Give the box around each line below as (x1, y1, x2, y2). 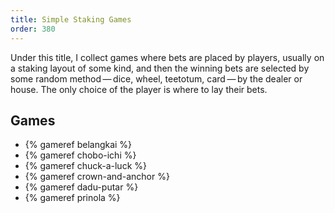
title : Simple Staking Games (10, 14, 132, 25)
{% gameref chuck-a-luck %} (24, 160, 147, 172)
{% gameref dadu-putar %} (24, 181, 139, 193)
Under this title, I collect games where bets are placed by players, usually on (10, 51, 325, 63)
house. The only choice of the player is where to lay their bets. (10, 83, 268, 95)
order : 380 (10, 24, 56, 34)
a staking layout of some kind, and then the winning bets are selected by (10, 62, 310, 74)
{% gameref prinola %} (24, 192, 121, 204)
